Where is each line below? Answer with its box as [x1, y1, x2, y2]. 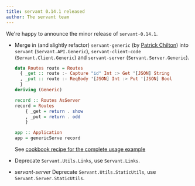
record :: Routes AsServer [14, 97, 81, 103]
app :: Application [14, 130, 63, 136]
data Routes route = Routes [14, 65, 83, 71]
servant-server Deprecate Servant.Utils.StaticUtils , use [14, 168, 156, 175]
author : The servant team [6, 14, 69, 20]
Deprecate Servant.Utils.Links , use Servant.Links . [14, 157, 141, 164]
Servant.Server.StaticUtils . [14, 175, 85, 181]
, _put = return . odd [25, 113, 81, 120]
